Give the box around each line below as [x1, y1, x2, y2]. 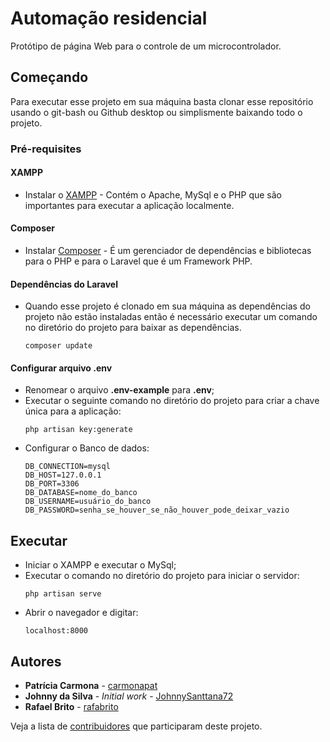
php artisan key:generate [24, 425, 133, 435]
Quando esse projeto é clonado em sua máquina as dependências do [24, 300, 311, 312]
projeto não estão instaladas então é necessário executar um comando [24, 311, 318, 323]
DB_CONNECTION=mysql [24, 462, 111, 472]
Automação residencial [10, 7, 208, 30]
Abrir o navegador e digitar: [24, 607, 139, 619]
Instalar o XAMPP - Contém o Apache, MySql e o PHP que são [24, 188, 282, 201]
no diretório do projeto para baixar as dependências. [24, 322, 242, 334]
